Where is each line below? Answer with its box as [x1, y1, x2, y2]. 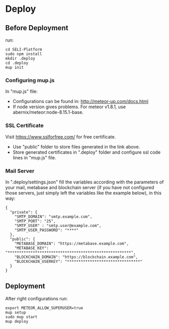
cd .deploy [5, 60, 29, 66]
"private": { [10, 210, 38, 215]
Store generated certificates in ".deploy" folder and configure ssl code [12, 149, 161, 155]
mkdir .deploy [5, 56, 36, 61]
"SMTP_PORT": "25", [14, 218, 56, 223]
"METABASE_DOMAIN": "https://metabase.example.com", [14, 241, 129, 246]
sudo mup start [5, 314, 38, 319]
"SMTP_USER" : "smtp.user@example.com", [14, 223, 102, 228]
